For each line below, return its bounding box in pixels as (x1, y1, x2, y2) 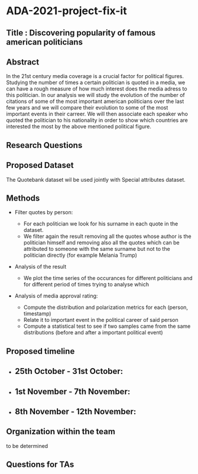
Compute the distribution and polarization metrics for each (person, (23, 304, 188, 311)
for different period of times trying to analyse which (23, 281, 150, 288)
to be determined (6, 442, 48, 449)
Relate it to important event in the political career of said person (23, 317, 178, 324)
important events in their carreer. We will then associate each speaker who (6, 111, 188, 118)
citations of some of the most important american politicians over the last (6, 98, 184, 105)
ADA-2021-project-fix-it (6, 4, 127, 18)
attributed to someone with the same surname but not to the (23, 246, 170, 253)
